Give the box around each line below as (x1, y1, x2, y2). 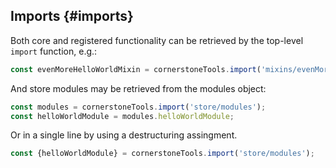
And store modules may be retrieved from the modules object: (10, 82, 267, 94)
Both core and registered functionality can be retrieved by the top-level (10, 34, 304, 46)
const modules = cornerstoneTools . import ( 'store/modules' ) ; (10, 102, 267, 112)
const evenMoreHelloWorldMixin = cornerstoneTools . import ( (10, 64, 262, 74)
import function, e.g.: (10, 45, 98, 57)
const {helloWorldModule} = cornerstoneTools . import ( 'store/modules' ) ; (10, 149, 315, 159)
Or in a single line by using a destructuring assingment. (10, 129, 238, 141)
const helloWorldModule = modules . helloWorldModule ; (10, 111, 235, 121)
